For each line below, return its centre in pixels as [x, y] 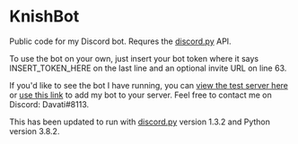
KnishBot [44, 17]
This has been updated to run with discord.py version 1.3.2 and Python [140, 122]
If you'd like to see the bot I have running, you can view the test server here [149, 85]
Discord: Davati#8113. [49, 104]
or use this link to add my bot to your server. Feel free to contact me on [140, 95]
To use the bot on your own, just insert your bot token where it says [134, 58]
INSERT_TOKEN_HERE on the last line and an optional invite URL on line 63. [148, 68]
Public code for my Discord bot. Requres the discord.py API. [120, 41]
